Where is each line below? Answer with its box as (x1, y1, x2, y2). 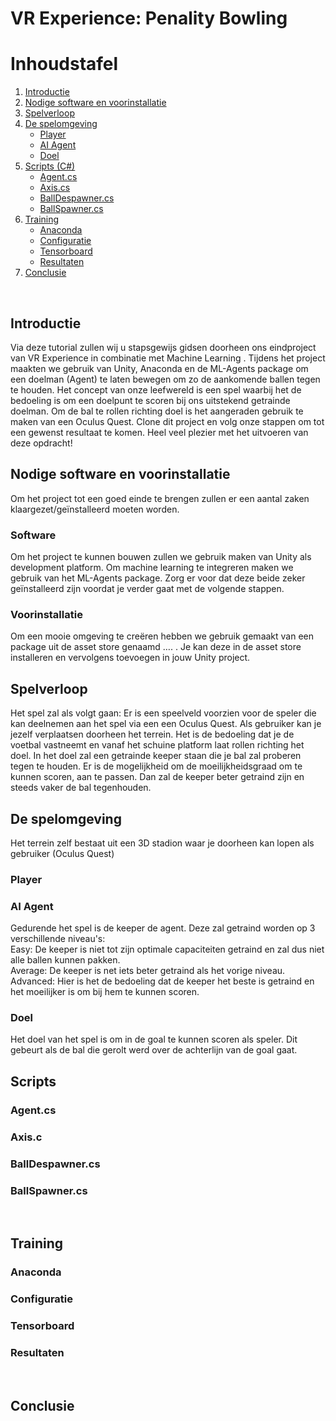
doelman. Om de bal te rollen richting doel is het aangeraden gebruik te (10, 405, 304, 417)
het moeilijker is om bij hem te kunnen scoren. (10, 986, 200, 998)
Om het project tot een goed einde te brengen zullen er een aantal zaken (10, 492, 310, 504)
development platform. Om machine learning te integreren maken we (10, 562, 294, 574)
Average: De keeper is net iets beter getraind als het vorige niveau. (10, 965, 286, 977)
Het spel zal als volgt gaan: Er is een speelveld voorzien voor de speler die (10, 707, 317, 719)
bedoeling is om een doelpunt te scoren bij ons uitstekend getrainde (10, 394, 291, 406)
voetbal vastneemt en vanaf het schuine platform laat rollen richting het (10, 739, 305, 751)
